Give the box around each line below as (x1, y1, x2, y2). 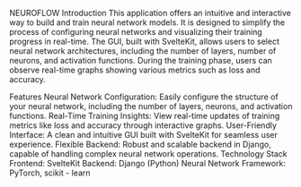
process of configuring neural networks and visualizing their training (9, 27, 262, 37)
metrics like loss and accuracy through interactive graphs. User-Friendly (9, 120, 277, 131)
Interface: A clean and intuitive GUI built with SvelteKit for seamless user (9, 130, 279, 140)
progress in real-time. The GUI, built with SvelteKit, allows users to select (9, 36, 280, 47)
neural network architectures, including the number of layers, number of (9, 46, 277, 56)
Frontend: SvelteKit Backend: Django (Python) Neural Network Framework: (9, 158, 286, 168)
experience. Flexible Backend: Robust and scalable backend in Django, (9, 139, 271, 149)
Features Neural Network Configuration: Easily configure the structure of (9, 91, 279, 102)
